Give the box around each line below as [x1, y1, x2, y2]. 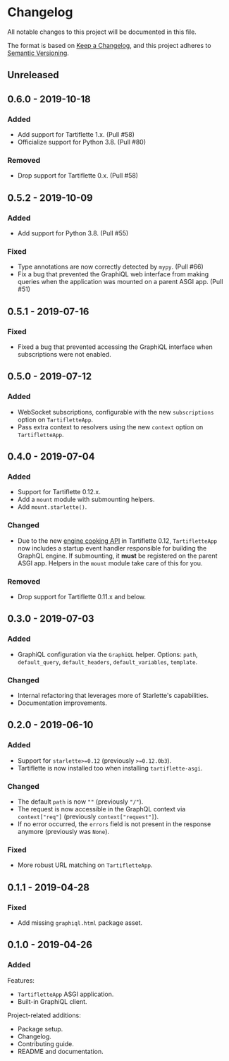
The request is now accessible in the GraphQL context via [17, 804, 186, 813]
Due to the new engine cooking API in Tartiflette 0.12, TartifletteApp [17, 536, 217, 545]
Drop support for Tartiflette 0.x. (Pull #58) [17, 171, 139, 180]
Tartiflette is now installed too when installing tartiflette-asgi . [17, 763, 203, 772]
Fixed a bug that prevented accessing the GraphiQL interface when [17, 343, 213, 351]
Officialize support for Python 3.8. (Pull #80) [17, 138, 147, 147]
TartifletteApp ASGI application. [17, 990, 114, 998]
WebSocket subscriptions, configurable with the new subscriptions [17, 407, 214, 416]
